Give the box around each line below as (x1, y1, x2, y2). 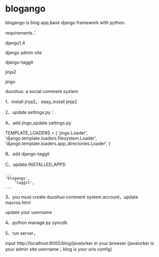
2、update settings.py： (5, 109, 55, 115)
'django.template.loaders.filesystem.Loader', (5, 135, 97, 141)
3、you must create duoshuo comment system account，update (5, 193, 138, 200)
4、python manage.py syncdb (5, 219, 67, 225)
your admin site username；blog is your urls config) (5, 246, 112, 252)
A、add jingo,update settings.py (5, 119, 71, 125)
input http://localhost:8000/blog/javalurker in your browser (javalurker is (5, 240, 154, 246)
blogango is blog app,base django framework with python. (5, 19, 126, 25)
